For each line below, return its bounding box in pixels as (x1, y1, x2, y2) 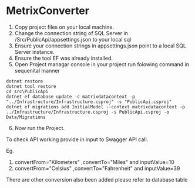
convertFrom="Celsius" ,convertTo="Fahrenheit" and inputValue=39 (14, 165, 180, 172)
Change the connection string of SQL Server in (14, 29, 128, 36)
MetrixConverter (6, 4, 90, 18)
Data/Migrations (6, 114, 46, 120)
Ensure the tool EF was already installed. (14, 54, 113, 61)
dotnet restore (6, 78, 43, 84)
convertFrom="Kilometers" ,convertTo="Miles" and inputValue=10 (14, 158, 174, 165)
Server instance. (14, 48, 55, 55)
